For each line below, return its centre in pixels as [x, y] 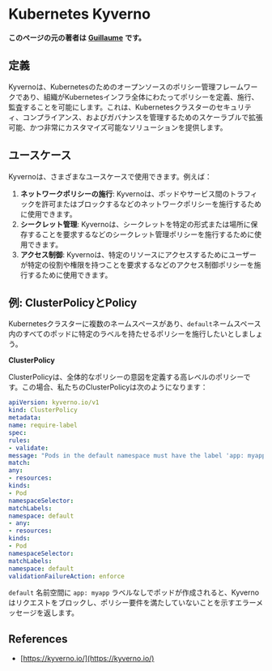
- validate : [28, 448]
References [38, 639]
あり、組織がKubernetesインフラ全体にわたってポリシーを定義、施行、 [140, 97]
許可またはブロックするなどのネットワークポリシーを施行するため [151, 204]
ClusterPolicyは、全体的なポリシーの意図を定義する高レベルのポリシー [126, 377]
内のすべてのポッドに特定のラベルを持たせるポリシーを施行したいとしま [129, 334]
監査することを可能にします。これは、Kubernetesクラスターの [113, 107]
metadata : [25, 418]
